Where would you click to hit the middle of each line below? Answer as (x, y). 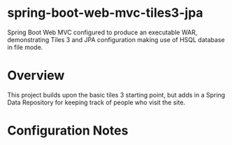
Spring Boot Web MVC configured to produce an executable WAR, (102, 32)
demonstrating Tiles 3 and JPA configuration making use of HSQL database (116, 39)
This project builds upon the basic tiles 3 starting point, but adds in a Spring (116, 95)
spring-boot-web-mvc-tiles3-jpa (106, 13)
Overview (36, 76)
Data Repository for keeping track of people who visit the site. (96, 102)
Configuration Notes (68, 131)
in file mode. (25, 47)
